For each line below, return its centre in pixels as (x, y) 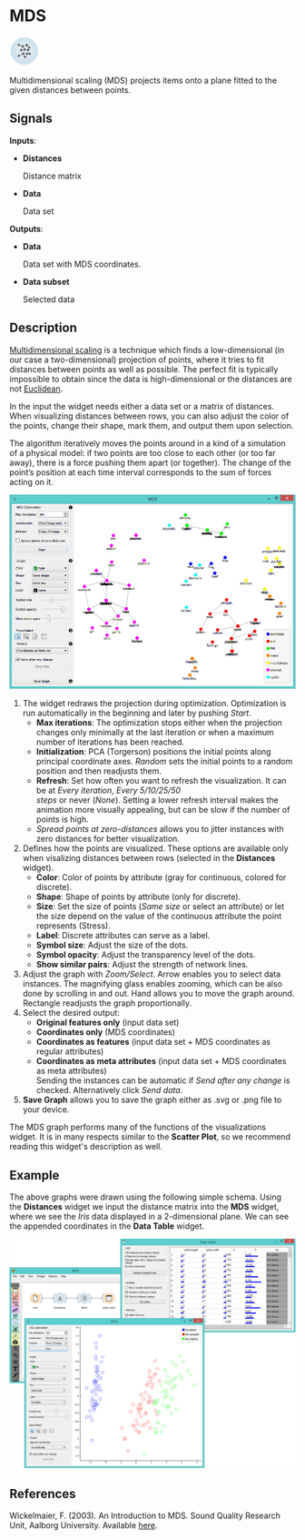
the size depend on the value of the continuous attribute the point (159, 917)
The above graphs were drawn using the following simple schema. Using (146, 1197)
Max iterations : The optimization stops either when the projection (159, 723)
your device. (46, 1109)
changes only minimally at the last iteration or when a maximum (155, 733)
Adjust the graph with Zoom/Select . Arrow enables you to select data (152, 974)
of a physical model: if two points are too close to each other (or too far (143, 452)
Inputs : (23, 140)
